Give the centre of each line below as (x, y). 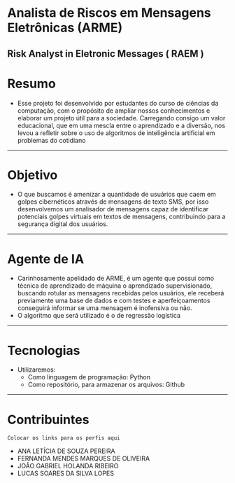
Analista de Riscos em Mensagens (109, 13)
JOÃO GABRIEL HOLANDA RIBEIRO (68, 466)
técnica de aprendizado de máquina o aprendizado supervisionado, (115, 286)
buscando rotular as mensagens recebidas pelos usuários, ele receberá (121, 293)
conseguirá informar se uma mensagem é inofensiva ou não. (105, 308)
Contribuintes (48, 420)
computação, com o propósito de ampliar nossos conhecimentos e (114, 111)
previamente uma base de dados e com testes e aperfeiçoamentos (114, 301)
